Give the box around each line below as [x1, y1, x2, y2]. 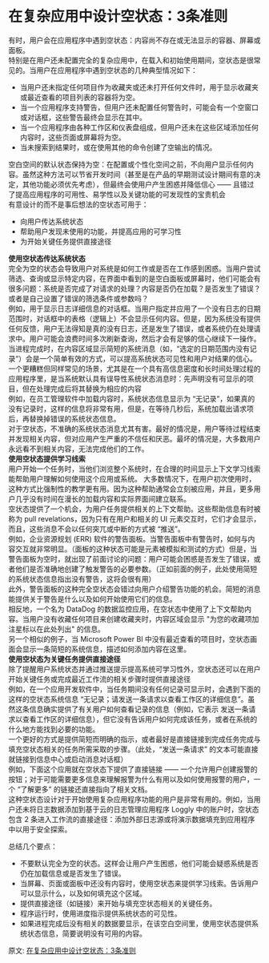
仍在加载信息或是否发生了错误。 [19, 868, 126, 878]
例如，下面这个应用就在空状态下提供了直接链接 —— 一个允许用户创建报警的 [8, 764, 258, 774]
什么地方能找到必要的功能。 [8, 724, 100, 734]
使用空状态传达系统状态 [8, 253, 86, 263]
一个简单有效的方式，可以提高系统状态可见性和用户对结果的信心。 [39, 353, 258, 363]
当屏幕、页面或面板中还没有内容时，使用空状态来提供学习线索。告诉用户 [19, 878, 259, 888]
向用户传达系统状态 [19, 216, 84, 226]
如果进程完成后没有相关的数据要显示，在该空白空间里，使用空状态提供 [19, 918, 252, 928]
